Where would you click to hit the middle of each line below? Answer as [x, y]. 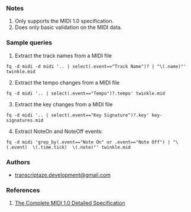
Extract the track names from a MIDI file [63, 56]
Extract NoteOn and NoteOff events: [59, 131]
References [23, 190]
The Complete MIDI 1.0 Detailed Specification [70, 203]
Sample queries [29, 43]
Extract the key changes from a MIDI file [64, 104]
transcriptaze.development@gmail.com [63, 175]
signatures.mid [25, 120]
